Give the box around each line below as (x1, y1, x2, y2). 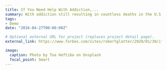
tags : (5, 16, 16, 21)
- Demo (5, 21, 19, 26)
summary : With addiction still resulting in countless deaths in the (5, 12, 153, 17)
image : (5, 48, 19, 53)
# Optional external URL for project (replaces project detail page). (5, 35, 155, 39)
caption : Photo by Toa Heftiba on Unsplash (9, 52, 101, 57)
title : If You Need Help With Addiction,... (5, 7, 99, 12)
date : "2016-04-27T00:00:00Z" (5, 26, 68, 31)
